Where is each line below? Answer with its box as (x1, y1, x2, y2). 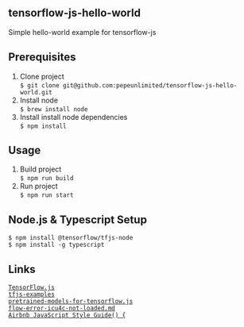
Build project (19, 164, 62, 174)
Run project (19, 182, 58, 191)
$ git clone (19, 81, 60, 90)
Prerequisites (8, 51, 76, 64)
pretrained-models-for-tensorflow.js (8, 298, 134, 306)
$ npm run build (19, 175, 74, 183)
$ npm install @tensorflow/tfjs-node (8, 234, 134, 242)
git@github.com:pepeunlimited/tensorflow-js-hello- (62, 81, 238, 90)
